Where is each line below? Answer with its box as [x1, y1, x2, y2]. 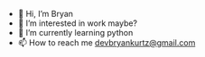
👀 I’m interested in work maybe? [17, 18, 138, 28]
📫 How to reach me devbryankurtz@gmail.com [17, 37, 196, 48]
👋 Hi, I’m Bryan [17, 9, 74, 19]
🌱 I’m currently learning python [17, 28, 134, 37]
